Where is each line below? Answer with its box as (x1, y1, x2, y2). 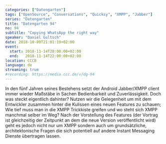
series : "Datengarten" (5, 16, 52, 21)
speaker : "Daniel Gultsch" (5, 35, 61, 40)
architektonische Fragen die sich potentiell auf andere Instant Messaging (5, 128, 155, 134)
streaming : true (5, 68, 39, 72)
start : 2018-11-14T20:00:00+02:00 (9, 49, 81, 54)
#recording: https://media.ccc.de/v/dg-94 (5, 72, 95, 77)
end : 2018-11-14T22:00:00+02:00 (9, 53, 81, 59)
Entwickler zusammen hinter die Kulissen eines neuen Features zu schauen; (5, 101, 161, 107)
